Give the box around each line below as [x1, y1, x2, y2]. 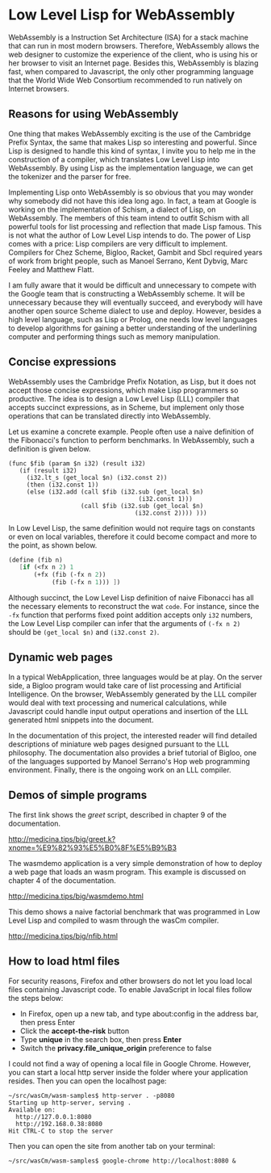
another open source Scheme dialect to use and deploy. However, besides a [8, 305, 262, 316]
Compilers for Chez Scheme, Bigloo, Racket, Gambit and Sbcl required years [8, 247, 263, 257]
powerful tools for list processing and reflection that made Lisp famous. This [8, 221, 262, 231]
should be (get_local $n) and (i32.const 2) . [8, 628, 160, 637]
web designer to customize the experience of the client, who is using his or [8, 49, 258, 59]
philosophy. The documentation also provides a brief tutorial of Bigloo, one [8, 747, 256, 757]
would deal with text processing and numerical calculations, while [8, 697, 227, 708]
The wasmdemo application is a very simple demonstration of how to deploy [8, 858, 262, 868]
